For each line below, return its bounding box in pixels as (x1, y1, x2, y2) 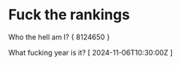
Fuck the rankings (8, 6, 130, 24)
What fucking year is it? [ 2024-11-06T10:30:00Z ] (8, 47, 174, 57)
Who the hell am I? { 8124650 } (8, 32, 110, 42)
